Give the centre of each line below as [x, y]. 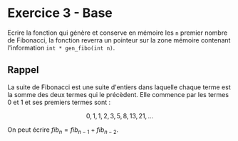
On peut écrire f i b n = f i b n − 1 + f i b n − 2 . [63, 130]
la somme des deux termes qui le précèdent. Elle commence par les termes [118, 94]
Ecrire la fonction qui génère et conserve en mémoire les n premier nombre [118, 33]
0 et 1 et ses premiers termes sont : [59, 102]
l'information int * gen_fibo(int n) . [61, 47]
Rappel [23, 70]
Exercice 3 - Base [60, 13]
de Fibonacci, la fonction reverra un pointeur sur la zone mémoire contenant [119, 40]
